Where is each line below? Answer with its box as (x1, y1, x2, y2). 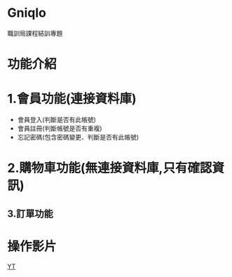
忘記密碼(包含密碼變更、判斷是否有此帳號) (17, 133, 139, 142)
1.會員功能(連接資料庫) (7, 91, 137, 107)
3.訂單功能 (7, 208, 54, 219)
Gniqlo (7, 5, 47, 21)
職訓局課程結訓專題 (7, 29, 63, 37)
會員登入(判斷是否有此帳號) (17, 116, 97, 124)
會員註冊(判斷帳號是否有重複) (17, 124, 103, 133)
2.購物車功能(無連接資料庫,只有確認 (7, 160, 212, 176)
